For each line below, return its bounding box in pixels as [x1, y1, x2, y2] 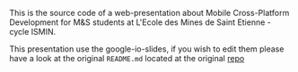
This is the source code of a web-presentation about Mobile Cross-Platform [9, 8, 290, 18]
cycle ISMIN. [9, 27, 57, 36]
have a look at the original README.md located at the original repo [9, 53, 245, 63]
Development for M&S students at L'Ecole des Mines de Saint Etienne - [9, 17, 272, 28]
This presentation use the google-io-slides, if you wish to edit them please [9, 44, 285, 54]
